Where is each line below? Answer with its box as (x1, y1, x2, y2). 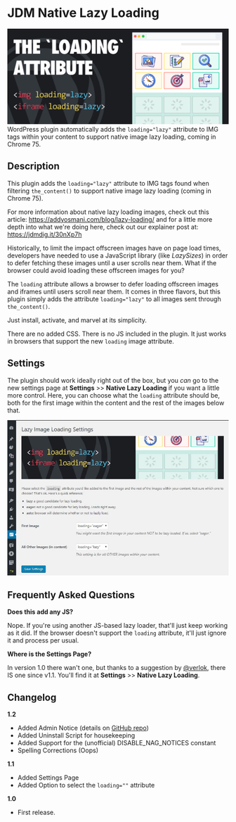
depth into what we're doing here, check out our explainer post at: (7, 222, 199, 231)
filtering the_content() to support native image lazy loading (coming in (7, 186, 212, 195)
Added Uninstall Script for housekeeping (17, 731, 136, 740)
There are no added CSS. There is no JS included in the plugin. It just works (7, 329, 227, 338)
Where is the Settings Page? (7, 650, 92, 659)
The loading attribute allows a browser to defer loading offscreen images (7, 279, 219, 288)
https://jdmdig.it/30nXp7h (7, 230, 82, 239)
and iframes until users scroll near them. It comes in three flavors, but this (7, 287, 221, 296)
